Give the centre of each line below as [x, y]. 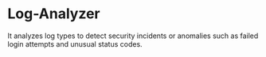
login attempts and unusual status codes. [75, 44]
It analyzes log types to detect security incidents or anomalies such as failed [133, 36]
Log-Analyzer [54, 14]
